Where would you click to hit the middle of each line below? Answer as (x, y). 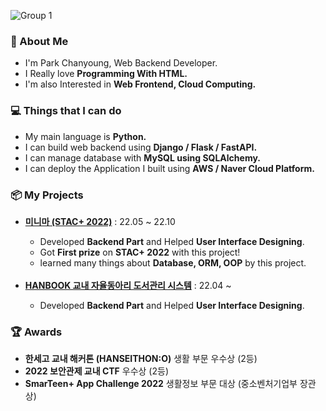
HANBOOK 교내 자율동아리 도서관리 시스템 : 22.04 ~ (128, 285)
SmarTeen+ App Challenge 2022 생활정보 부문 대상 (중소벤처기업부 (161, 384)
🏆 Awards (36, 332)
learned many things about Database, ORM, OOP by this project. (173, 262)
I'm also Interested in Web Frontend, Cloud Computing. (140, 84)
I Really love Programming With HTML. (106, 74)
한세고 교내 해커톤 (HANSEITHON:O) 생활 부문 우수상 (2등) (141, 359)
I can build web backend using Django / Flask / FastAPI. (141, 147)
